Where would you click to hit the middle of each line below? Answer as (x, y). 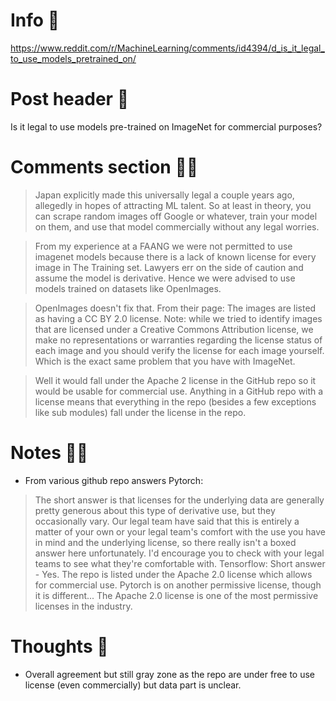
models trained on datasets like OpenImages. (128, 288)
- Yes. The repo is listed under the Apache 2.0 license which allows (173, 574)
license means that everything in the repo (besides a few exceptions (175, 401)
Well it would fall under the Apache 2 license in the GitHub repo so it (175, 380)
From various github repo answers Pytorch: (114, 480)
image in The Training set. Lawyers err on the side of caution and (169, 267)
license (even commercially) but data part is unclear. (133, 685)
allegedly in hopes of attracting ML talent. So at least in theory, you (173, 205)
